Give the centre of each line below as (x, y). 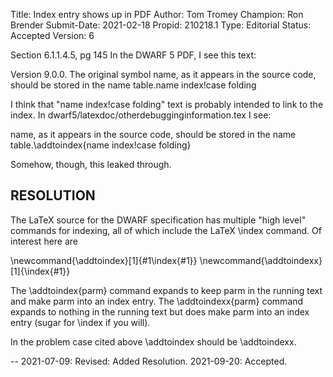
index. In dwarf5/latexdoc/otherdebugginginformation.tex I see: (141, 115)
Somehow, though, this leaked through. (91, 164)
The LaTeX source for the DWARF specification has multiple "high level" (158, 220)
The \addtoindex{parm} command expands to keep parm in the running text (166, 290)
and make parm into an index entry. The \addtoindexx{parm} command (157, 301)
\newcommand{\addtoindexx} (261, 260)
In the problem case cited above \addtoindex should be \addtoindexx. (153, 341)
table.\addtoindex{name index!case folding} (101, 145)
